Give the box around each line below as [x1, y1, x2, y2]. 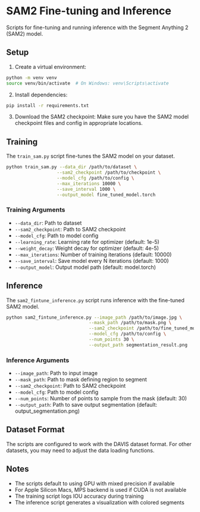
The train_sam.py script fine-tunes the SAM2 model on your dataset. [6, 153, 176, 160]
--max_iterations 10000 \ [57, 180, 121, 187]
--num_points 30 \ [88, 337, 135, 343]
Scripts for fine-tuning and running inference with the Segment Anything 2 [6, 24, 189, 31]
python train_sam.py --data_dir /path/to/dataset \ [6, 164, 137, 170]
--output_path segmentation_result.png [88, 342, 187, 348]
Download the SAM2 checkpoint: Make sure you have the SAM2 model [14, 113, 189, 120]
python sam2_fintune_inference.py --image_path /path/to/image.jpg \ [6, 314, 183, 321]
